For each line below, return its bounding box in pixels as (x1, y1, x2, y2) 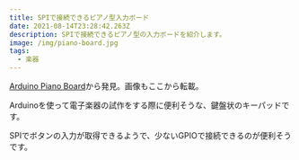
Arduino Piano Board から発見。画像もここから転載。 (9, 81, 204, 91)
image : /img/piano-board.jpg (9, 38, 119, 48)
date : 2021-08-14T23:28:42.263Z (9, 22, 130, 31)
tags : (9, 47, 30, 56)
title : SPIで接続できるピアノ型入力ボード (9, 13, 150, 22)
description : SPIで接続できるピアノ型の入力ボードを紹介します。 (9, 30, 226, 39)
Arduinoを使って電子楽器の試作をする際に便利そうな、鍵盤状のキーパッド (9, 100, 282, 111)
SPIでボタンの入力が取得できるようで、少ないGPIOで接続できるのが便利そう (9, 130, 292, 140)
